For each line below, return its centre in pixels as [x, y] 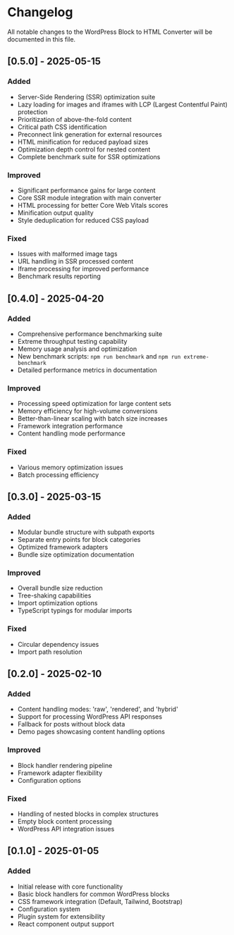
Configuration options [49, 780]
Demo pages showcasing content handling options [91, 732]
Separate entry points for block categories [79, 540]
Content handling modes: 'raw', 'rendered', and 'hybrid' [98, 710]
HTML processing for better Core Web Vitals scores [93, 205]
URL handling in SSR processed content [75, 261]
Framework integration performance [70, 426]
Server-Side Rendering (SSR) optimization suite [86, 97]
